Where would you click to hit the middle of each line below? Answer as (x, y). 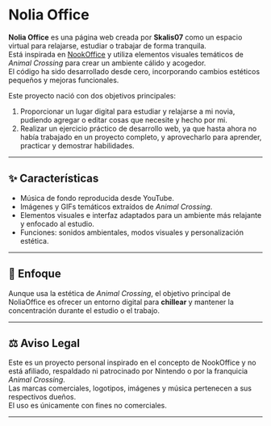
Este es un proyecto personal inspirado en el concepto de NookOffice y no (132, 363)
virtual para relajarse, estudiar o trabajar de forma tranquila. (108, 45)
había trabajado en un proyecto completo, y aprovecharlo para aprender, (141, 137)
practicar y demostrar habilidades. (77, 145)
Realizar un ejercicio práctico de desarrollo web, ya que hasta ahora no (138, 128)
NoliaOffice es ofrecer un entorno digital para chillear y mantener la (121, 302)
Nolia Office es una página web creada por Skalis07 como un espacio (125, 37)
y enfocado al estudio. (57, 223)
